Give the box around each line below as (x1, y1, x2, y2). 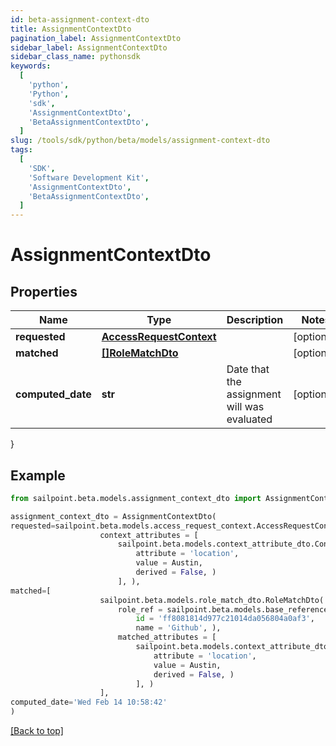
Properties (10, 283, 78, 300)
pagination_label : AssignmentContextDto (10, 33, 182, 43)
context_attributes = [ (99, 530, 199, 540)
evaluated (226, 412, 273, 426)
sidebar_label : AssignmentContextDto (10, 42, 168, 53)
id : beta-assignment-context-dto (10, 14, 150, 25)
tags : (10, 145, 33, 155)
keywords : (10, 61, 52, 71)
